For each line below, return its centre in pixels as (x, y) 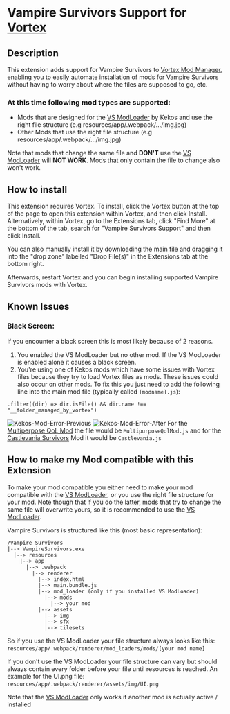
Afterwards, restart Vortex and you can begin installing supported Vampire (113, 277)
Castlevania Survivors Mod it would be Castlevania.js (85, 437)
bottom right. (26, 264)
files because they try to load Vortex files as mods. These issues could (118, 376)
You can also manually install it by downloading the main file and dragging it (115, 249)
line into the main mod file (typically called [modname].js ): (99, 391)
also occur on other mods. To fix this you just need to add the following (118, 384)
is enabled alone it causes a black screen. (77, 362)
